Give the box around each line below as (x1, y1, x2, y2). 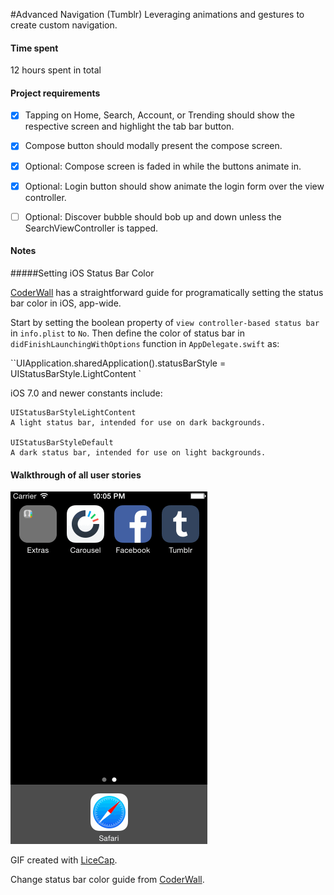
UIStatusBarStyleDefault (10, 437, 114, 448)
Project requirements (10, 87, 101, 99)
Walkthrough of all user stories (10, 469, 142, 481)
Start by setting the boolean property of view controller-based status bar (10, 316, 320, 328)
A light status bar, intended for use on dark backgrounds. (10, 417, 267, 428)
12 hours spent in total (10, 64, 102, 76)
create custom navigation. (10, 19, 118, 31)
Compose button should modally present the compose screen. (24, 140, 283, 152)
